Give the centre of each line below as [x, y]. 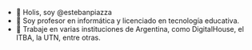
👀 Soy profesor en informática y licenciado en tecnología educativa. [128, 21]
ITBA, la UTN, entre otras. [58, 37]
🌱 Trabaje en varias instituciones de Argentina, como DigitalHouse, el [130, 29]
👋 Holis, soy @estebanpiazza [64, 12]
